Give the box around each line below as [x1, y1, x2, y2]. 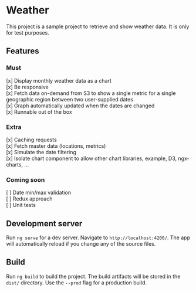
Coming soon [6, 175, 45, 184]
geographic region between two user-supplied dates [6, 96, 134, 103]
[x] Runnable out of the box [6, 108, 72, 115]
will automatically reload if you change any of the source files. [6, 240, 156, 247]
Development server [6, 218, 83, 229]
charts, [6, 161, 23, 168]
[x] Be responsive [6, 83, 49, 90]
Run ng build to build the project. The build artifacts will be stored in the [6, 273, 181, 280]
